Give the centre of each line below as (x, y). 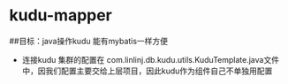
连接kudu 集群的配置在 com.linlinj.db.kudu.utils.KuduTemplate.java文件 (151, 59)
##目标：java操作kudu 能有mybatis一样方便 (89, 41)
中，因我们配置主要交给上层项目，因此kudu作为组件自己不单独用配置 (147, 71)
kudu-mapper (61, 15)
